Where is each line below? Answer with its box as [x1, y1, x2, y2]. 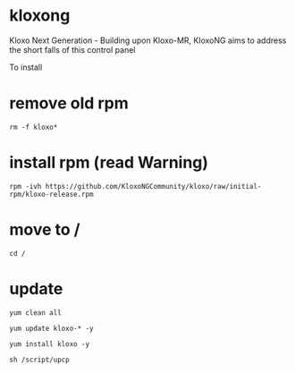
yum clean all [9, 308, 63, 318]
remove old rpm [9, 93, 130, 114]
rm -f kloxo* [9, 123, 58, 131]
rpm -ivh [9, 182, 42, 191]
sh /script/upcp [9, 355, 70, 364]
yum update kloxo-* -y [9, 324, 94, 333]
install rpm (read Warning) [9, 153, 208, 173]
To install [9, 62, 43, 72]
